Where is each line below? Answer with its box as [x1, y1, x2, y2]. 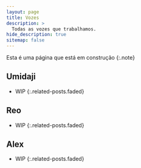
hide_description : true [6, 32, 67, 38]
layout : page [6, 9, 40, 15]
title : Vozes [6, 15, 40, 21]
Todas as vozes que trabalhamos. [12, 26, 97, 32]
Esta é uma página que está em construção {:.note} [6, 54, 136, 61]
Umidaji [6, 71, 36, 82]
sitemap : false [6, 37, 45, 43]
